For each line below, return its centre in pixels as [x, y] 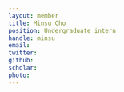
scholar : [23, 68]
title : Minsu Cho [37, 23]
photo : [19, 75]
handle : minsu [32, 38]
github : [21, 61]
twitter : [23, 53]
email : [19, 46]
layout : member [34, 16]
